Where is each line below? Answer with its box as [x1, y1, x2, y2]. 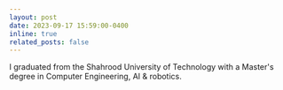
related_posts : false [9, 37, 90, 47]
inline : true [9, 29, 58, 38]
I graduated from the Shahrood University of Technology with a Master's [9, 62, 274, 72]
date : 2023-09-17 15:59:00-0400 [9, 21, 129, 30]
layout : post [9, 12, 58, 22]
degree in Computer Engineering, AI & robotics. [9, 71, 182, 82]
